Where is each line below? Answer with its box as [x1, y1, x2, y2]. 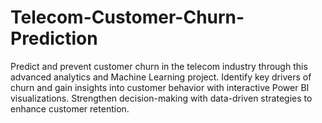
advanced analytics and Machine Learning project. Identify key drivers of [10, 71, 312, 83]
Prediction [10, 27, 98, 50]
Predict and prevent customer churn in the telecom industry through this [10, 60, 308, 72]
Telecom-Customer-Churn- [10, 6, 245, 29]
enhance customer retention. [10, 102, 130, 115]
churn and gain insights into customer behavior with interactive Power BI [10, 81, 310, 93]
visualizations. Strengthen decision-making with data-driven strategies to [10, 92, 313, 104]
